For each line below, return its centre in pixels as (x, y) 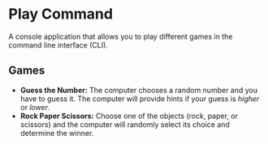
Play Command (61, 14)
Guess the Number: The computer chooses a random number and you (139, 90)
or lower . (35, 107)
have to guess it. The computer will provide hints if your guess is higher (140, 99)
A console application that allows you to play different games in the (121, 36)
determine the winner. (57, 133)
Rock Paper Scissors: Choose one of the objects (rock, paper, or (129, 116)
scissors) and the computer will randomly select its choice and (125, 124)
